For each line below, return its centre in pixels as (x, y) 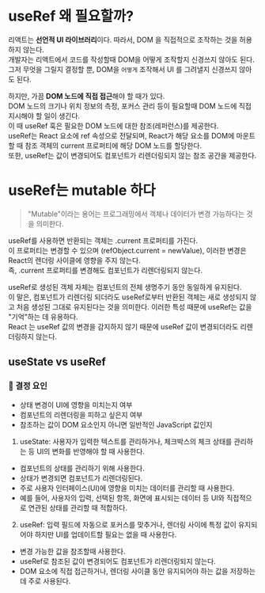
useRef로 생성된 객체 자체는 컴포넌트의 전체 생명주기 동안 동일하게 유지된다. (125, 287)
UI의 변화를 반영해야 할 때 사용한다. (91, 451)
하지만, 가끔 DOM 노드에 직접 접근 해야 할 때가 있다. (87, 96)
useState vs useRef (57, 362)
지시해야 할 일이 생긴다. (44, 116)
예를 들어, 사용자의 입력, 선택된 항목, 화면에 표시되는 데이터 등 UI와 (122, 498)
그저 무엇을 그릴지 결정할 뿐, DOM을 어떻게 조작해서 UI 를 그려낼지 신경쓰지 (123, 69)
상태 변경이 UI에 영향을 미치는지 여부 (76, 405)
